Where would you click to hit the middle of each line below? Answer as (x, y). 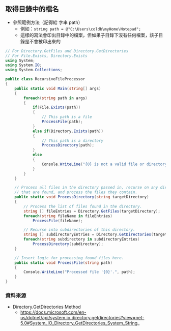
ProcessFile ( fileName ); (58, 221)
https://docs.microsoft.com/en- (53, 312)
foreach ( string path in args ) (55, 98)
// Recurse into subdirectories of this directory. (80, 230)
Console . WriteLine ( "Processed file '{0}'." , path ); (80, 272)
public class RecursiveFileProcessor (45, 79)
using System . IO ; (24, 65)
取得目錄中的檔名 (32, 9)
